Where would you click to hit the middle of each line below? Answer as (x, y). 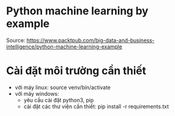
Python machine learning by (77, 11)
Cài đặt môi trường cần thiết (76, 71)
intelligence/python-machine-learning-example (64, 47)
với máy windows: (37, 93)
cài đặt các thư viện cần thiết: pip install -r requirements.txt (96, 106)
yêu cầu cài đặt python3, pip (59, 100)
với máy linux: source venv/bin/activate (63, 87)
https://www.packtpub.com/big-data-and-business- (90, 40)
